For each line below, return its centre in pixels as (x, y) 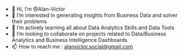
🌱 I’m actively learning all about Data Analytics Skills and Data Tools (93, 27)
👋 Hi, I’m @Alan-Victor (38, 9)
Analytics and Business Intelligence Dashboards (69, 40)
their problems (29, 21)
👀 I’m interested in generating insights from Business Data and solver (95, 15)
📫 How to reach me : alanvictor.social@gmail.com (72, 46)
